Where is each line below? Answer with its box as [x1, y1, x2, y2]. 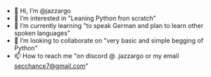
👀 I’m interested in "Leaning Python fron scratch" [13, 14, 156, 22]
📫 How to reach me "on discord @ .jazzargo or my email [13, 52, 179, 59]
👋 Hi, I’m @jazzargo [13, 7, 72, 15]
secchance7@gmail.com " [13, 62, 89, 70]
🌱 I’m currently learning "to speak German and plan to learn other [13, 22, 204, 29]
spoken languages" [13, 29, 70, 37]
